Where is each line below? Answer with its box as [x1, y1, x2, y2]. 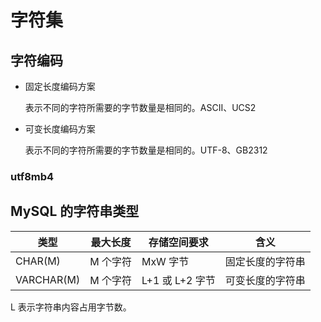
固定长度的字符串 [224, 254, 306, 268]
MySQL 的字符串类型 [10, 203, 140, 220]
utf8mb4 [10, 169, 55, 183]
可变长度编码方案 [24, 123, 96, 135]
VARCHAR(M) [15, 272, 81, 286]
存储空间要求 [148, 235, 209, 249]
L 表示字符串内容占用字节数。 [10, 301, 132, 313]
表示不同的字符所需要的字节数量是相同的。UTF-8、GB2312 [24, 144, 268, 156]
